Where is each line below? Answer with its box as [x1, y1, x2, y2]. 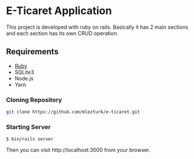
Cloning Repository [6, 96, 63, 104]
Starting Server [6, 123, 51, 131]
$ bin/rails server [6, 136, 54, 142]
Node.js [14, 75, 34, 82]
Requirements [6, 47, 59, 57]
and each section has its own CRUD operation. [6, 29, 119, 36]
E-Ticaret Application [6, 4, 113, 18]
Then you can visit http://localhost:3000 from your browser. [6, 147, 151, 154]
